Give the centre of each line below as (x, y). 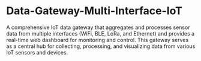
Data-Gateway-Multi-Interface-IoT (94, 11)
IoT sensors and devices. (37, 52)
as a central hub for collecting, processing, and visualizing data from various (101, 46)
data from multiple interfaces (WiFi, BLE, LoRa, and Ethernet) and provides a (100, 33)
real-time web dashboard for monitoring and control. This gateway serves (97, 40)
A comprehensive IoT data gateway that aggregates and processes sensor (98, 27)
